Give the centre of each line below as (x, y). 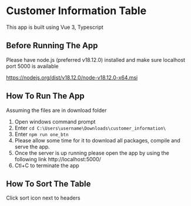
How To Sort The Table (48, 184)
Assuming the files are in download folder (56, 110)
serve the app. (32, 147)
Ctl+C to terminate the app (47, 165)
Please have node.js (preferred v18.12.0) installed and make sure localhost (96, 59)
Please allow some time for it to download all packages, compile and (97, 140)
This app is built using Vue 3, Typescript (55, 27)
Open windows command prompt (55, 121)
